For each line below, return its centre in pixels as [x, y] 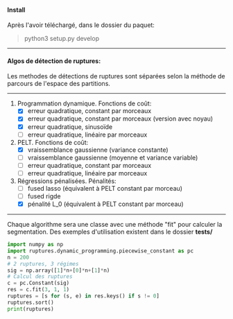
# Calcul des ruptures [40, 277]
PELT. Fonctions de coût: [53, 142]
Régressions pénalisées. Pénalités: [67, 181]
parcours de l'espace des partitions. [59, 84]
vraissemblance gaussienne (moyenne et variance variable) [113, 157]
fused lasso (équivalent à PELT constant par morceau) [105, 188]
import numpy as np [35, 245]
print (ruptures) [31, 309]
